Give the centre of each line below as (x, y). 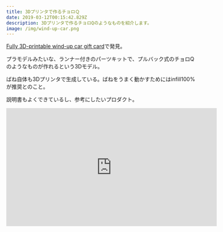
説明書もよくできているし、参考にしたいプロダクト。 (72, 100)
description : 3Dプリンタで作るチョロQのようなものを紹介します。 (79, 23)
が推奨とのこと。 (27, 87)
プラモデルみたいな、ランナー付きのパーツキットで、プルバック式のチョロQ (100, 59)
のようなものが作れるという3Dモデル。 (55, 67)
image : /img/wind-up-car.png (43, 28)
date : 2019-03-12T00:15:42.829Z (47, 17)
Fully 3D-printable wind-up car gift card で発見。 (66, 46)
